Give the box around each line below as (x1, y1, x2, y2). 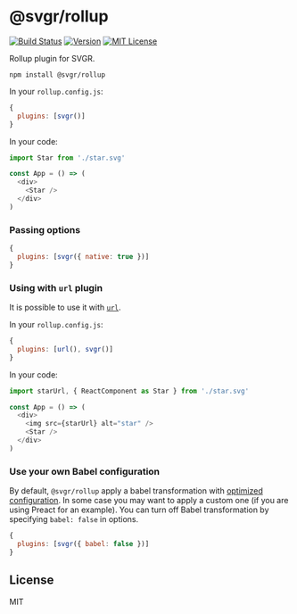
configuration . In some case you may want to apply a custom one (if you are (9, 495, 289, 506)
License (9, 573, 54, 588)
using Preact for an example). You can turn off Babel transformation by (9, 504, 269, 515)
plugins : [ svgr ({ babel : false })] (17, 539, 150, 548)
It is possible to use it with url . (9, 302, 122, 313)
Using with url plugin (9, 281, 103, 294)
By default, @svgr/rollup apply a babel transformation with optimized (9, 485, 263, 496)
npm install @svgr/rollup (9, 70, 105, 79)
